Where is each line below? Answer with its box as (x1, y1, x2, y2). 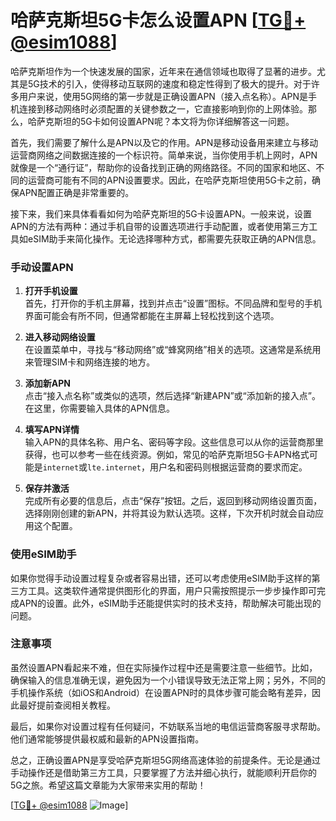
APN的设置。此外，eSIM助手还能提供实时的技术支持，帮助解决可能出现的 (18, 597, 322, 609)
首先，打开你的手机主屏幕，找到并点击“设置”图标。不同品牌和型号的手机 (24, 297, 323, 310)
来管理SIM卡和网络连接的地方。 (24, 356, 156, 368)
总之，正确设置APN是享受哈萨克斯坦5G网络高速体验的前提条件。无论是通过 (10, 754, 321, 766)
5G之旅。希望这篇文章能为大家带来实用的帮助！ (10, 779, 207, 791)
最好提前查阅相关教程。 (18, 699, 116, 711)
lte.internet (87, 463, 142, 473)
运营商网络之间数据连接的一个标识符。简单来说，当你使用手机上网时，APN (10, 149, 318, 161)
